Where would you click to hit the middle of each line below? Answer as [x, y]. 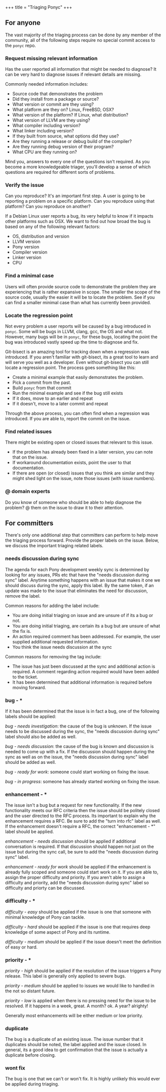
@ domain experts [28, 491]
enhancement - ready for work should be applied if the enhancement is [78, 867]
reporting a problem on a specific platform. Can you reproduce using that [80, 201]
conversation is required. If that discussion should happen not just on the [80, 847]
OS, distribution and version [41, 237]
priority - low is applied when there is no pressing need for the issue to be [81, 1000]
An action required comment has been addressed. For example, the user [86, 636]
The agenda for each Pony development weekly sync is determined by [77, 569]
